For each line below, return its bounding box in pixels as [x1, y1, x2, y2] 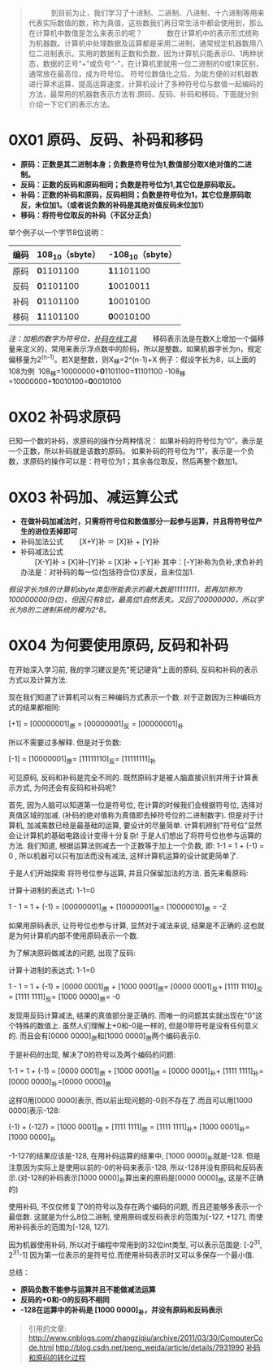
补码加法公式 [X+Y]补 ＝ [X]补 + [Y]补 [19, 537, 160, 547]
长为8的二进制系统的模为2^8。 [8, 605, 111, 615]
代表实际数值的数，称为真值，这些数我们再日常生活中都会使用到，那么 [28, 18, 264, 28]
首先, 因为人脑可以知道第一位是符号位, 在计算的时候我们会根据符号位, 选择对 [8, 800, 262, 809]
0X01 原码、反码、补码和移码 [8, 131, 204, 150]
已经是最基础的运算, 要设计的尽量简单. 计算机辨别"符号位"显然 [54, 820, 262, 830]
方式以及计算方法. [8, 675, 68, 685]
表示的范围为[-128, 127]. [29, 1222, 110, 1232]
